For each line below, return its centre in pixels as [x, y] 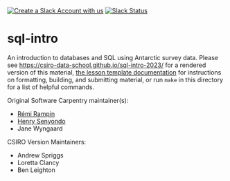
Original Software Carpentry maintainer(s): [68, 100]
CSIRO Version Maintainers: [47, 142]
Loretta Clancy [38, 162]
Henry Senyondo [41, 121]
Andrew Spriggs [40, 155]
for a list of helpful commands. [51, 87]
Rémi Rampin [36, 113]
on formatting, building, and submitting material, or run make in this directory [115, 79]
